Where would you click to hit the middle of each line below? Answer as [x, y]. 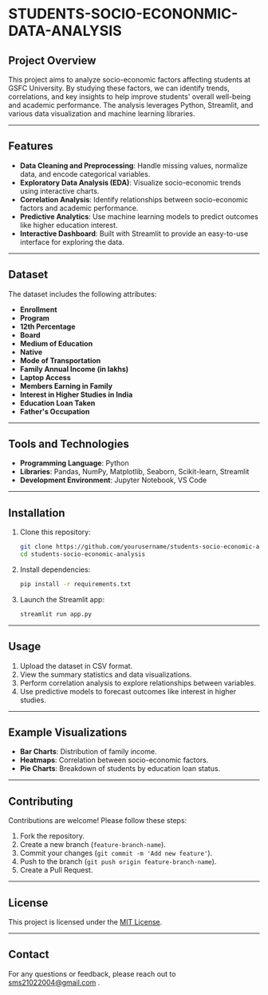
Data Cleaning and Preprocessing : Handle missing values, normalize [134, 166]
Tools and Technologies [69, 444]
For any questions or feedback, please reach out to [92, 973]
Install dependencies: [55, 569]
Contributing [41, 801]
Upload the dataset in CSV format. [76, 665]
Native [31, 352]
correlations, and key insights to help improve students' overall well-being [130, 96]
